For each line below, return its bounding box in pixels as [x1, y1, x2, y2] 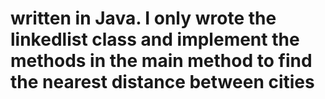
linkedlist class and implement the [10, 28, 300, 51]
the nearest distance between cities [10, 71, 315, 94]
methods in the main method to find [10, 50, 313, 72]
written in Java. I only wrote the [10, 7, 277, 30]
